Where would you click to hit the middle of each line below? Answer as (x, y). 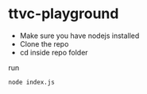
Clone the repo (44, 43)
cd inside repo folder (54, 52)
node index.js (32, 82)
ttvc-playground (64, 14)
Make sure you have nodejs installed (79, 36)
